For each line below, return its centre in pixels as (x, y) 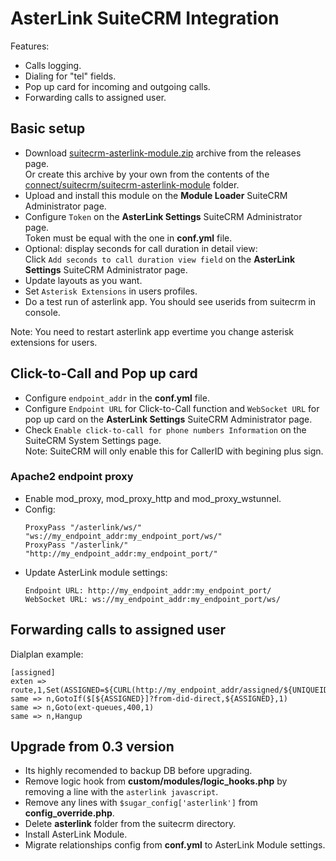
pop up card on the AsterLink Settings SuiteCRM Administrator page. (168, 419)
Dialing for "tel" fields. (70, 76)
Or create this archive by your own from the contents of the (147, 174)
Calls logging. (53, 65)
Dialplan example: (47, 654)
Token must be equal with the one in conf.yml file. (128, 238)
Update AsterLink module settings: (96, 572)
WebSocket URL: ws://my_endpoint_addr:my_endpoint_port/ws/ (152, 599)
